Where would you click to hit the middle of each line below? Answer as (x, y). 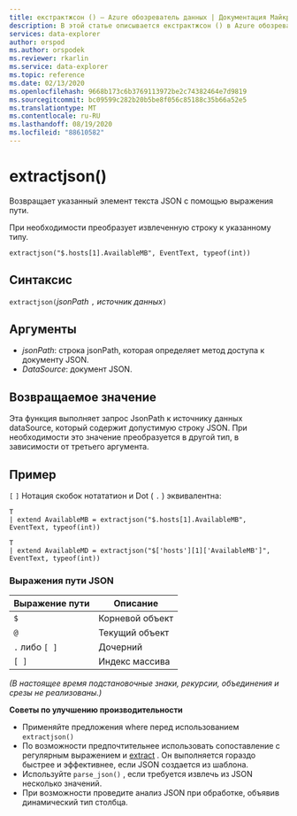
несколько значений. (62, 783)
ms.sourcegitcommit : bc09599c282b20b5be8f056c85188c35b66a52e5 (128, 100)
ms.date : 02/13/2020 (47, 83)
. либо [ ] (36, 647)
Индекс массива (134, 662)
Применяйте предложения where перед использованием (130, 727)
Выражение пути (52, 604)
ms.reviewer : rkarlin (49, 58)
